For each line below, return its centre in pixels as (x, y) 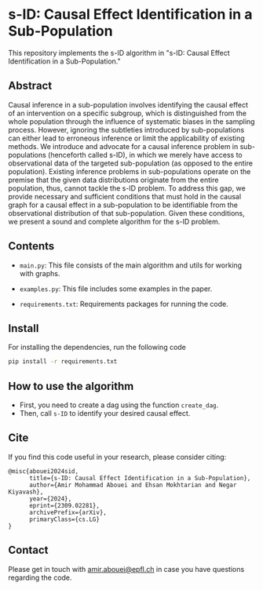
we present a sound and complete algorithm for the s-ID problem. (114, 221)
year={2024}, (50, 499)
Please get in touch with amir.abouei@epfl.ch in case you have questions (126, 569)
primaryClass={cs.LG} (64, 519)
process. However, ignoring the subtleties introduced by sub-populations (126, 129)
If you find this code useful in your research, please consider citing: (117, 457)
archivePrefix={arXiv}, (68, 512)
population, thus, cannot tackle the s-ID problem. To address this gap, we (127, 188)
